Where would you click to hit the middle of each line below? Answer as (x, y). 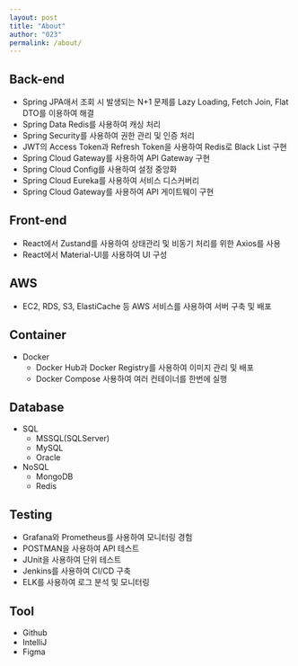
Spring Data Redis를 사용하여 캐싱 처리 (92, 124)
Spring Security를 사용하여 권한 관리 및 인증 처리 (108, 136)
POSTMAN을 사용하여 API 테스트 (81, 548)
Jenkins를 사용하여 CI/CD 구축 (77, 571)
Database (37, 407)
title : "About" (38, 26)
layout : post (34, 18)
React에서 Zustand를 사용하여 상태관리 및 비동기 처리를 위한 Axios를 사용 (151, 243)
